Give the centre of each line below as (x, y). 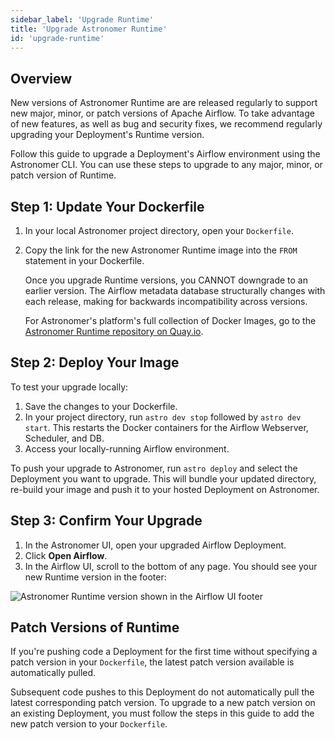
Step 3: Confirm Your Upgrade (106, 521)
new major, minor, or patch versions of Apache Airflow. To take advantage (162, 113)
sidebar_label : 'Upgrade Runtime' (82, 19)
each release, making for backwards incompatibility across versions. (166, 301)
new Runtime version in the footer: (95, 577)
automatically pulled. (53, 673)
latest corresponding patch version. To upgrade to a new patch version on (163, 703)
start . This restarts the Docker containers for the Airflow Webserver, (166, 427)
